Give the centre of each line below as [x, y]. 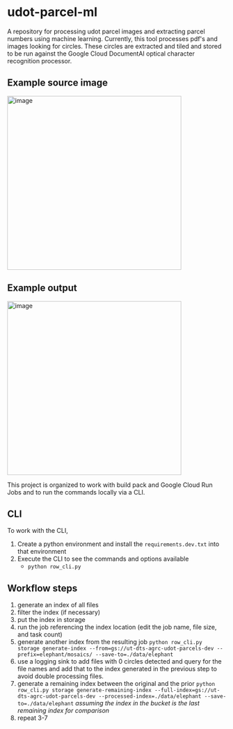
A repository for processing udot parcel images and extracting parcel [106, 31]
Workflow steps [42, 588]
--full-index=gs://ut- [187, 690]
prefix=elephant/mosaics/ [55, 655]
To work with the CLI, [38, 531]
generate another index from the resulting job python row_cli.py [110, 642]
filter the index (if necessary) [59, 612]
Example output [42, 288]
